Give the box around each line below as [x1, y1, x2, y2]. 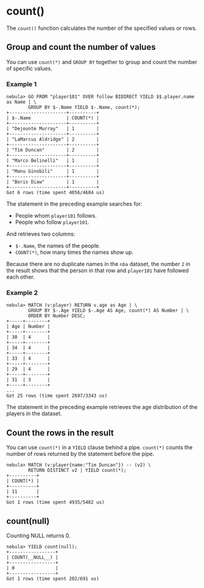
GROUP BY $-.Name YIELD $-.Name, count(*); [28, 105, 140, 111]
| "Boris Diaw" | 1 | [6, 179, 99, 185]
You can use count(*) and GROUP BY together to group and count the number [6, 58, 198, 65]
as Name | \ [6, 99, 37, 105]
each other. [6, 273, 35, 281]
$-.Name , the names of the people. [15, 242, 100, 250]
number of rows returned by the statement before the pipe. [6, 450, 155, 458]
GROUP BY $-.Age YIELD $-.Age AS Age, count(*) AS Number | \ [28, 307, 189, 314]
